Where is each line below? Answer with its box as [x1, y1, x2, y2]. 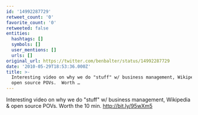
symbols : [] [11, 42, 41, 48]
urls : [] [11, 52, 33, 58]
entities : [6, 31, 31, 37]
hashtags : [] [11, 36, 44, 42]
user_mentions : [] [11, 47, 57, 53]
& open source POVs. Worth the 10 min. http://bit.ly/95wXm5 [6, 103, 153, 109]
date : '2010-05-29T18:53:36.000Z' [6, 63, 91, 70]
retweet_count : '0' [6, 14, 54, 20]
